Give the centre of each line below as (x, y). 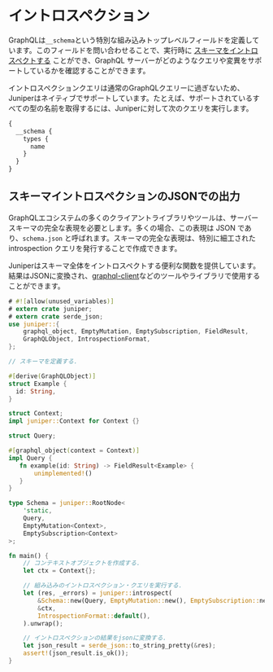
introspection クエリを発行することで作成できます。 (95, 248)
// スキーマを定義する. (43, 362)
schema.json (43, 239)
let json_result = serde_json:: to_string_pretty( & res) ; (120, 646)
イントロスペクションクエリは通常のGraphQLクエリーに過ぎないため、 (127, 88)
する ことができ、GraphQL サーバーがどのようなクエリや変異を (142, 60)
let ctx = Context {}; (59, 571)
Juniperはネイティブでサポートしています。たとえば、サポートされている (131, 98)
